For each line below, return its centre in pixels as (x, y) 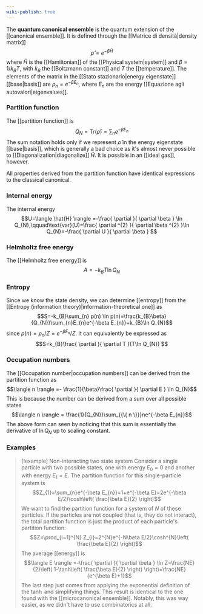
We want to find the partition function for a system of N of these (101, 509)
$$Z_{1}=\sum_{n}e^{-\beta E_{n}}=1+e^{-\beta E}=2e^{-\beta (109, 492)
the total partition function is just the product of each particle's (99, 522)
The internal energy (31, 209)
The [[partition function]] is (40, 121)
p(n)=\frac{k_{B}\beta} (138, 316)
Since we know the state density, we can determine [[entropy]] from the (96, 300)
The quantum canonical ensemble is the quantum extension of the (90, 29)
